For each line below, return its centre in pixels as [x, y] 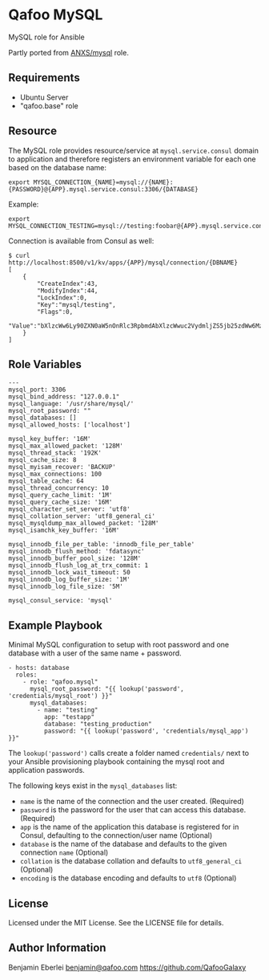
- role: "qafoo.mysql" [60, 682]
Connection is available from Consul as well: [81, 241]
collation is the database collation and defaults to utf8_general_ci [131, 861]
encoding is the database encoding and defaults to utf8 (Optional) [128, 878]
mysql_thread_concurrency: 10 [59, 488]
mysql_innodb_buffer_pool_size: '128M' [75, 559]
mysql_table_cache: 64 [46, 481]
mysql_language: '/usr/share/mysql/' [71, 404]
